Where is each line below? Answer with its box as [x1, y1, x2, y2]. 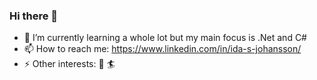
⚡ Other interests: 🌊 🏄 [23, 58, 116, 70]
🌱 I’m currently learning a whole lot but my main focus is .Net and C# [23, 32, 307, 44]
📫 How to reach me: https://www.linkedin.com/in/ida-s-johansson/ [23, 43, 302, 55]
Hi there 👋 [9, 9, 59, 23]
